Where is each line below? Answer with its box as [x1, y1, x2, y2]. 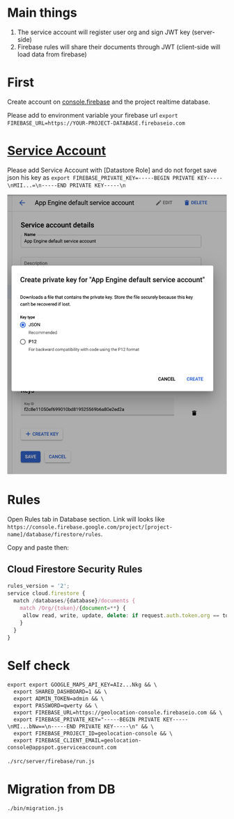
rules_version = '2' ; [7, 583, 70, 590]
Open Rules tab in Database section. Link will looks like [7, 515, 165, 523]
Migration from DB [7, 781, 116, 797]
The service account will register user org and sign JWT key [17, 28, 190, 36]
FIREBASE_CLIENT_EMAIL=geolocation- [35, 737, 141, 744]
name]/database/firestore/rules [7, 531, 101, 538]
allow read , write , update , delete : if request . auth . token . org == [22, 611, 219, 619]
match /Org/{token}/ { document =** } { [19, 604, 127, 612]
